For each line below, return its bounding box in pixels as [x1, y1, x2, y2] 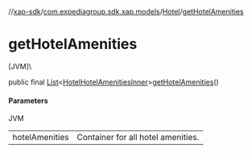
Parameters [8, 96, 48, 105]
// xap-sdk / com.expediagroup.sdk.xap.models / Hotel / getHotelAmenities [8, 7, 244, 16]
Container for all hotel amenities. [76, 132, 200, 143]
